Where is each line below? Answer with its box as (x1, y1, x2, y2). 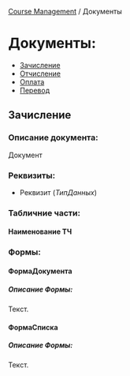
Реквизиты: (8, 170, 56, 181)
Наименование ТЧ (8, 227, 72, 236)
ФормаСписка (8, 322, 58, 332)
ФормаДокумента (8, 266, 72, 276)
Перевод (19, 85, 50, 95)
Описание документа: (8, 132, 98, 143)
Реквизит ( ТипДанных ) (19, 187, 97, 197)
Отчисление (19, 69, 61, 78)
